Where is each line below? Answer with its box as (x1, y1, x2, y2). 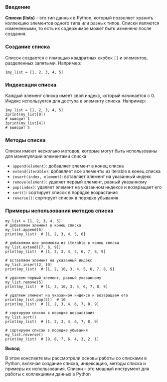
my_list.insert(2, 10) (5, 262, 52, 267)
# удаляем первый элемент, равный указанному (5, 275, 101, 280)
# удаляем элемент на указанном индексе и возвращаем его (5, 293, 128, 298)
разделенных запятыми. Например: (5, 60, 82, 66)
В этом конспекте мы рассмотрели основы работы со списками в (5, 355, 147, 361)
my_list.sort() (5, 315, 37, 320)
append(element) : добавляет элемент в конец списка (12, 163, 124, 169)
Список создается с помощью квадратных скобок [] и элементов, (5, 54, 148, 60)
